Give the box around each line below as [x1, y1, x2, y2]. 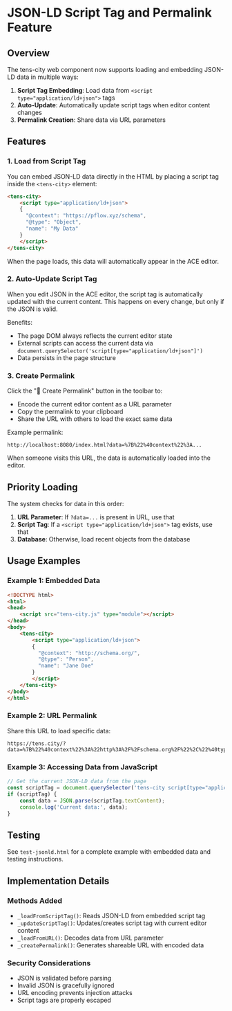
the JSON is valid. [7, 305, 58, 313]
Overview [7, 47, 50, 59]
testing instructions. [7, 855, 64, 864]
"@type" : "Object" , [25, 219, 81, 226]
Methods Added [7, 895, 63, 905]
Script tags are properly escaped [17, 996, 112, 1005]
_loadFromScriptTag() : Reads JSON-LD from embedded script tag [17, 911, 206, 920]
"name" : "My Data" [25, 225, 79, 233]
